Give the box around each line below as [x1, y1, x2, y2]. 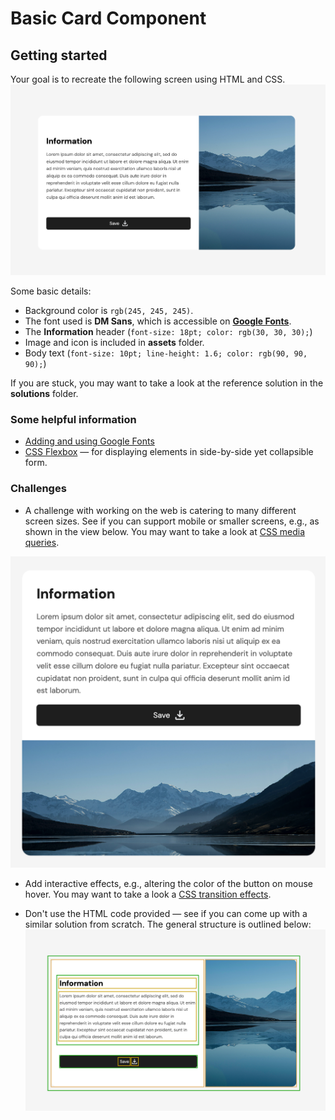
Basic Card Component [10, 7, 207, 30]
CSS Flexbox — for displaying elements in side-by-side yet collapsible [24, 446, 314, 458]
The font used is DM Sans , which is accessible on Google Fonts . [24, 315, 292, 327]
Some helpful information [10, 412, 137, 426]
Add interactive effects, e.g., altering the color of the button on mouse [24, 877, 313, 889]
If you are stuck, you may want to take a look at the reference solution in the [10, 377, 324, 389]
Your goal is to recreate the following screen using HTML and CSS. [10, 73, 286, 85]
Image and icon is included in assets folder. [24, 336, 205, 348]
